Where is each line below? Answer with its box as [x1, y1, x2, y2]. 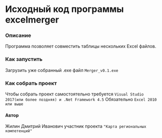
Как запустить [5, 56, 43, 63]
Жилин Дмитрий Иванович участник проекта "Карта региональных [5, 123, 146, 129]
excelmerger [5, 14, 59, 25]
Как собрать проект [5, 79, 57, 86]
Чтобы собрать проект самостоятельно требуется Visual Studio [5, 91, 144, 97]
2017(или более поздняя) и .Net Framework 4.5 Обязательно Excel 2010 [5, 96, 157, 102]
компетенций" [5, 128, 33, 133]
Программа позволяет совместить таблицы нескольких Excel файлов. [5, 43, 156, 49]
